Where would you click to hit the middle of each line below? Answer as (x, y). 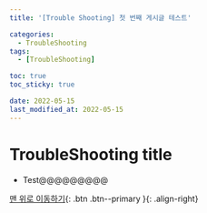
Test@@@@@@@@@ (65, 179)
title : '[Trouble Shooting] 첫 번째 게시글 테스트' (101, 18)
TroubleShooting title (91, 154)
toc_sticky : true (42, 85)
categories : (32, 34)
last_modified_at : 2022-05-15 (67, 109)
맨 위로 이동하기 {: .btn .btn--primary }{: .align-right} (104, 198)
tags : (20, 51)
